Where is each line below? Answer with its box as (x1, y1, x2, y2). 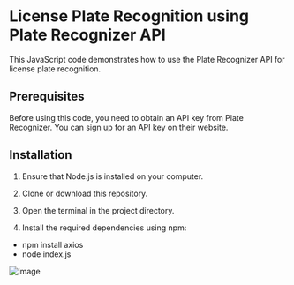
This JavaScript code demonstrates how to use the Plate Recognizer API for (9, 54, 285, 64)
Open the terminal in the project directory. (21, 205, 175, 215)
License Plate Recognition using (9, 6, 250, 26)
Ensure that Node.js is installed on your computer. (21, 170, 204, 182)
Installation (9, 147, 72, 162)
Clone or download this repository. (21, 188, 148, 199)
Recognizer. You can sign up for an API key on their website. (9, 122, 229, 132)
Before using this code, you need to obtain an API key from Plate (9, 112, 245, 123)
